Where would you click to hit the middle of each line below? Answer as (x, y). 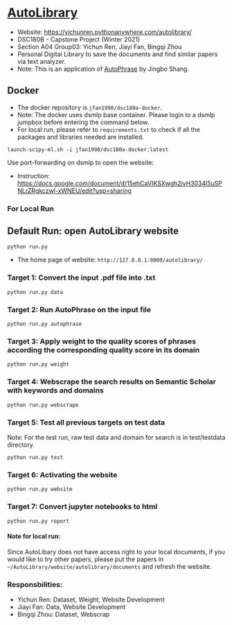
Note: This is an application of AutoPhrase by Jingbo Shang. (103, 69)
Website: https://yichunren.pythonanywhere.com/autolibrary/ (104, 32)
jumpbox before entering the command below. (83, 122)
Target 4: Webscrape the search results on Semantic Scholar (112, 382)
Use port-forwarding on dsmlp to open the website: (80, 162)
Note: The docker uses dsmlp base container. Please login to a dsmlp (116, 114)
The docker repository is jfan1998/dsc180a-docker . (90, 107)
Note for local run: (34, 536)
